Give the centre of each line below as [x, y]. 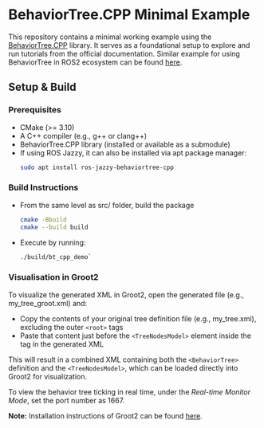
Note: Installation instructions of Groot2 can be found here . [106, 415]
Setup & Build [42, 87]
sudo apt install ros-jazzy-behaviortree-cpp [97, 167]
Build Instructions [43, 187]
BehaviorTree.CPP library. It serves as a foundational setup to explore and [129, 45]
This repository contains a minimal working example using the [110, 37]
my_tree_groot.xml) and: [48, 303]
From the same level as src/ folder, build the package [107, 205]
